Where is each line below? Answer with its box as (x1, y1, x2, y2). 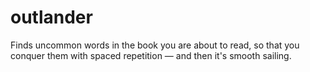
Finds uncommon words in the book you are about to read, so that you (10, 39, 300, 51)
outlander (10, 6, 93, 29)
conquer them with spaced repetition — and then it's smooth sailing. (10, 49, 292, 61)
